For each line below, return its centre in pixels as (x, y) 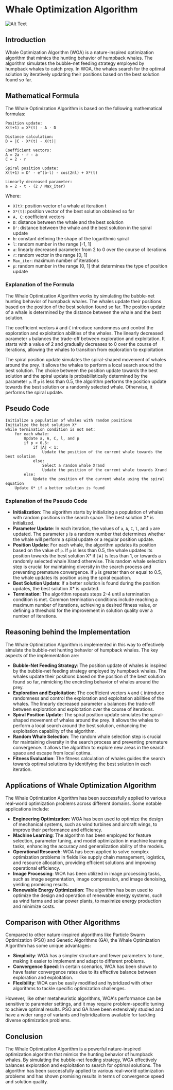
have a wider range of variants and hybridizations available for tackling (80, 1015)
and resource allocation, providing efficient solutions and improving (84, 863)
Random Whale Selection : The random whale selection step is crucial (87, 736)
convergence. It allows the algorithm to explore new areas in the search (89, 747)
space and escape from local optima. (52, 753)
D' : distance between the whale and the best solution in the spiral (82, 227)
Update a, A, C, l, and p (52, 438)
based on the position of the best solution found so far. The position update (85, 307)
